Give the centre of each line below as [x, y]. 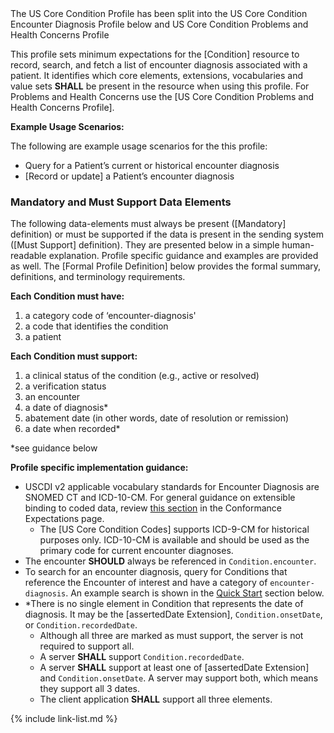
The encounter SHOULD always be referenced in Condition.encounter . [170, 561]
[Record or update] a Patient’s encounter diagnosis [129, 176]
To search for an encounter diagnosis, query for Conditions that [156, 572]
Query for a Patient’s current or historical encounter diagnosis [152, 165]
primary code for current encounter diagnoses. [136, 551]
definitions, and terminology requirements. [98, 277]
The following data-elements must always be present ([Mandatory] [148, 224]
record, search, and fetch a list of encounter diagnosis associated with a [159, 65]
